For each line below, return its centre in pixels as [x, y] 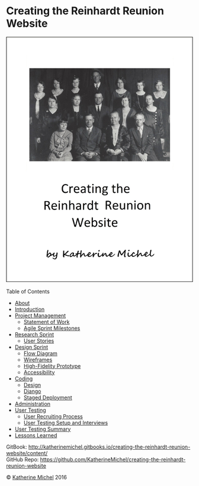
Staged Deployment [48, 397]
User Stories [39, 341]
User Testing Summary [43, 429]
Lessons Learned [36, 435]
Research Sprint [34, 334]
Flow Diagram [41, 353]
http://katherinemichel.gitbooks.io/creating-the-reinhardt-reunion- [110, 447]
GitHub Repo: [23, 459]
